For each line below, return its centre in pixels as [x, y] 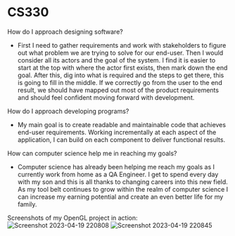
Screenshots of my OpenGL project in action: [73, 218]
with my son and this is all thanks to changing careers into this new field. [123, 182]
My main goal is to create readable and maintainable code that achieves [122, 124]
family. [27, 204]
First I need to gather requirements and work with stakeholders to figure [122, 45]
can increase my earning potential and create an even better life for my [120, 197]
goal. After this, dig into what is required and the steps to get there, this [121, 75]
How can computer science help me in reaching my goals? [92, 153]
